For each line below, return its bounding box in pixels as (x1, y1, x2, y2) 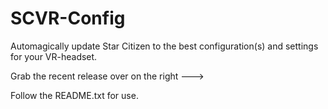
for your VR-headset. (10, 50, 98, 62)
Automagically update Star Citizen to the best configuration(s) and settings (10, 40, 319, 52)
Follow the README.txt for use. (10, 89, 139, 101)
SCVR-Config (10, 7, 126, 30)
